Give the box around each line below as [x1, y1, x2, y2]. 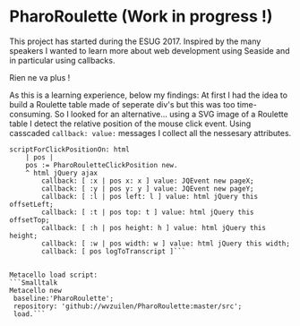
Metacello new [9, 286, 63, 295]
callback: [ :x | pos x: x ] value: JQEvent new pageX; [41, 176, 254, 185]
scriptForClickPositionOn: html [9, 145, 130, 154]
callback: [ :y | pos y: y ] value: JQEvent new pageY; [41, 184, 254, 193]
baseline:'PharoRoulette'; [13, 294, 115, 303]
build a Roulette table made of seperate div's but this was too [9, 99, 236, 109]
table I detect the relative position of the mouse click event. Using [9, 118, 252, 129]
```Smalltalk [9, 278, 58, 287]
